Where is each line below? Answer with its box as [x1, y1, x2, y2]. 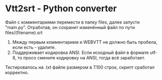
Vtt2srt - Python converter [5, 3, 117, 14]
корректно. [5, 69, 29, 75]
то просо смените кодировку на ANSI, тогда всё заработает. [17, 54, 146, 60]
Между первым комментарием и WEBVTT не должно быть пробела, [12, 39, 158, 45]
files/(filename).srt [5, 29, 43, 35]
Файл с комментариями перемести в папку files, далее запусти [5, 19, 140, 25]
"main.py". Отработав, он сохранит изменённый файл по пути [5, 24, 135, 30]
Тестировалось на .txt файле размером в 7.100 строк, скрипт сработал [5, 64, 155, 70]
